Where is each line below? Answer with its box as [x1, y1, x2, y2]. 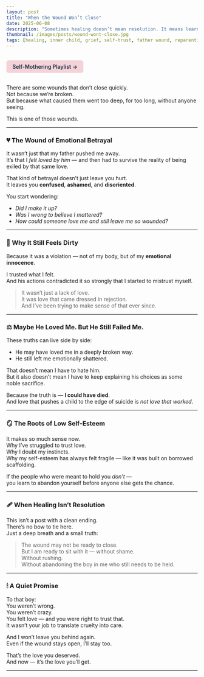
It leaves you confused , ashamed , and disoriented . [6, 181, 137, 189]
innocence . [6, 259, 35, 266]
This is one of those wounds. [6, 115, 79, 122]
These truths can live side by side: [6, 336, 92, 344]
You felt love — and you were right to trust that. [6, 615, 124, 622]
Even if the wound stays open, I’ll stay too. [6, 640, 112, 647]
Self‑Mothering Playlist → [12, 63, 78, 70]
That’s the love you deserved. [6, 651, 81, 659]
